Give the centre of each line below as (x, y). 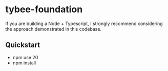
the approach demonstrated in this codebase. (53, 29)
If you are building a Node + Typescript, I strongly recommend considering (84, 23)
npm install (24, 63)
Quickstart (23, 45)
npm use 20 (25, 57)
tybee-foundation (44, 9)
